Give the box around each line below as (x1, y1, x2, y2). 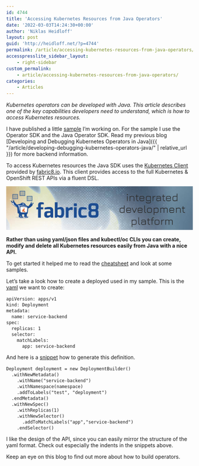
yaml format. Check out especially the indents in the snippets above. (6, 441, 174, 449)
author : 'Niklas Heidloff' (6, 28, 73, 34)
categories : (6, 78, 36, 84)
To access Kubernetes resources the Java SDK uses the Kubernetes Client (6, 162, 188, 169)
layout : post (6, 34, 38, 41)
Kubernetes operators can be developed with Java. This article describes (6, 101, 186, 109)
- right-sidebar (17, 59, 57, 65)
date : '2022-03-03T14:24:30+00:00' (6, 22, 94, 28)
